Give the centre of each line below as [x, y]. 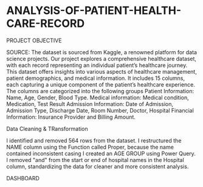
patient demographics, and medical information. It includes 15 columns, [96, 78]
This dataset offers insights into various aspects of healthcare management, [102, 71]
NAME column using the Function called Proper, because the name [90, 147]
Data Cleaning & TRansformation [47, 129]
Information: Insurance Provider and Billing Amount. [71, 117]
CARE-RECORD [46, 23]
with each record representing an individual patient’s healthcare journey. [97, 65]
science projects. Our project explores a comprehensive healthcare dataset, [101, 58]
